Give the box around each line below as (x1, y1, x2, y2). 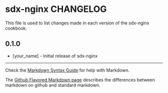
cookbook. (5, 25, 27, 31)
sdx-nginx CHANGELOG (5, 3, 107, 15)
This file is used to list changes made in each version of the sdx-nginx (5, 20, 149, 26)
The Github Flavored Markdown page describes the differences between (5, 77, 155, 83)
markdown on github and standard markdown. (5, 82, 100, 88)
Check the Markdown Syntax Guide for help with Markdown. (5, 67, 130, 73)
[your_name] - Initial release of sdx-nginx (12, 53, 98, 59)
